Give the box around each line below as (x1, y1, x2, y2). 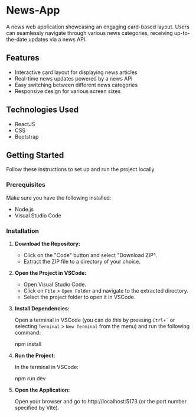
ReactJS (14, 120, 35, 127)
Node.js (14, 206, 34, 213)
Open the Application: (14, 386, 70, 393)
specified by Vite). (14, 404, 60, 411)
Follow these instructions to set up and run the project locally (6, 166, 155, 173)
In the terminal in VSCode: (14, 363, 79, 370)
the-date (6, 36, 28, 43)
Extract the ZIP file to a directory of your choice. (23, 258, 141, 265)
